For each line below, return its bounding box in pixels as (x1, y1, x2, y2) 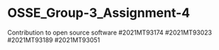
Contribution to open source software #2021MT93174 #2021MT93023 (7, 28, 213, 37)
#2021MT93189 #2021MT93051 (7, 35, 101, 44)
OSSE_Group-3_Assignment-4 (7, 5, 190, 21)
